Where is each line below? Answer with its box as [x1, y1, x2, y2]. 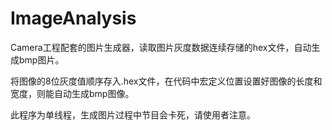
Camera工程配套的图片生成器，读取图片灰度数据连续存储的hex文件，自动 [10, 41, 312, 53]
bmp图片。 [18, 53, 65, 66]
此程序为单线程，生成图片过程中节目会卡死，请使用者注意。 [10, 108, 256, 121]
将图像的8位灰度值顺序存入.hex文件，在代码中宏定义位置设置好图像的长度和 [10, 75, 323, 87]
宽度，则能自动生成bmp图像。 [10, 87, 135, 99]
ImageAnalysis [10, 7, 137, 30]
